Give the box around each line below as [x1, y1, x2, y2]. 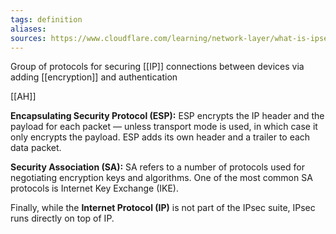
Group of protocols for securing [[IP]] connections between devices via [10, 61, 305, 73]
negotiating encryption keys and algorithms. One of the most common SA [10, 172, 313, 184]
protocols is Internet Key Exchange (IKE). [10, 182, 179, 195]
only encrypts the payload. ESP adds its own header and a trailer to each [10, 131, 311, 143]
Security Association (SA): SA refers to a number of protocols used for [10, 161, 305, 173]
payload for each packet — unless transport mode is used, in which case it [10, 121, 318, 133]
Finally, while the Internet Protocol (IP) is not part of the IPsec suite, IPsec [10, 202, 316, 214]
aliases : [10, 24, 47, 34]
